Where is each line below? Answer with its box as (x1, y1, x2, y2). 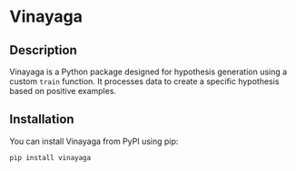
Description (9, 43, 77, 58)
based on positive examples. (9, 86, 116, 96)
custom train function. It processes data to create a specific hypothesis (9, 76, 280, 87)
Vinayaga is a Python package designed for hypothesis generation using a (9, 66, 288, 77)
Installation (9, 111, 74, 128)
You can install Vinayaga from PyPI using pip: (9, 136, 179, 147)
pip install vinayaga (9, 153, 92, 162)
